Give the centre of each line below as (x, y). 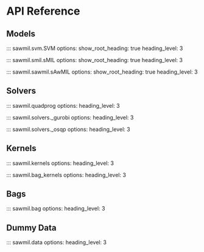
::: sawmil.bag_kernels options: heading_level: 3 (66, 175)
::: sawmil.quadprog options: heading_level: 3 (63, 105)
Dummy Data (31, 227)
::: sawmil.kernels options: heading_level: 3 (60, 163)
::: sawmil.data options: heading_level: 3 (56, 242)
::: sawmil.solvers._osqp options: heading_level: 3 (68, 129)
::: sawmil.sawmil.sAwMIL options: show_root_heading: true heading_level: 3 (102, 72)
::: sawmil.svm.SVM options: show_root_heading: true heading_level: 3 (95, 48)
